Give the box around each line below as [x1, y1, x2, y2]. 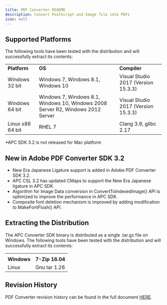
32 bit [7, 82, 21, 89]
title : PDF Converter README [5, 7, 66, 12]
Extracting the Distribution [5, 219, 89, 227]
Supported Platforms [5, 35, 72, 43]
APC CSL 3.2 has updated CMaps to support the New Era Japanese [12, 178, 152, 184]
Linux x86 [7, 120, 31, 127]
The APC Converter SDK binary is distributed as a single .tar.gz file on [5, 232, 148, 238]
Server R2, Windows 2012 [39, 106, 101, 113]
